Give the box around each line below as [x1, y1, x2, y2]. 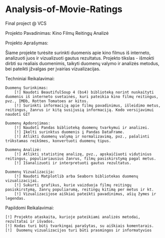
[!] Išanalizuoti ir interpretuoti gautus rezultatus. [14, 160, 132, 165]
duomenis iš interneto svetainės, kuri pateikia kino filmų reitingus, [5, 94, 158, 99]
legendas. [5, 196, 26, 201]
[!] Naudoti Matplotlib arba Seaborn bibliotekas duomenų [14, 173, 138, 179]
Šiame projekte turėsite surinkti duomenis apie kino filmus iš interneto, [5, 50, 151, 56]
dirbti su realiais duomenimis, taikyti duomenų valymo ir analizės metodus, [5, 60, 159, 66]
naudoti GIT [5, 112, 30, 117]
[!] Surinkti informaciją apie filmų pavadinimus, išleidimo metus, [14, 103, 161, 108]
